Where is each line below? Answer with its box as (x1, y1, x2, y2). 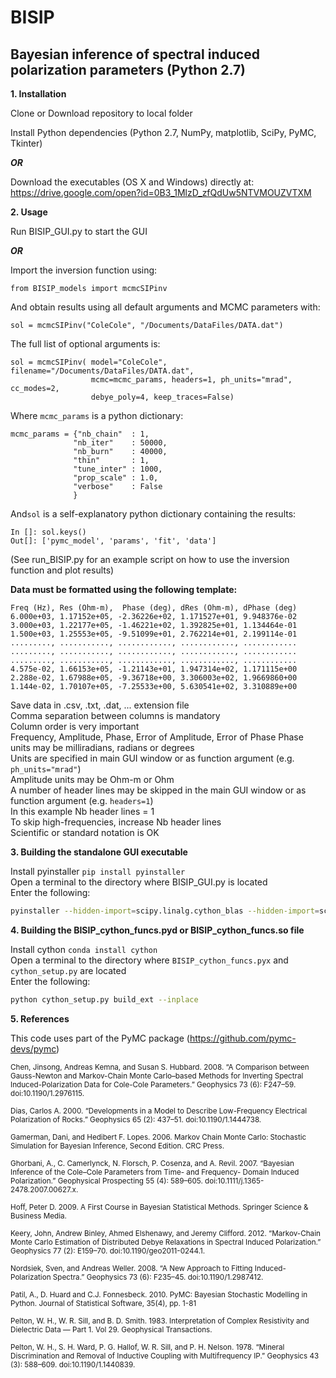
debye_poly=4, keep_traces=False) (90, 392, 235, 402)
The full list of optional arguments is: (10, 338, 161, 350)
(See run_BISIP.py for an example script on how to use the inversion (10, 554, 290, 565)
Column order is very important (10, 721, 140, 732)
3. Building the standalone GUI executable (10, 846, 188, 858)
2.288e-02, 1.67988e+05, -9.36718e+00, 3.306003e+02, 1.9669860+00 (10, 673, 298, 683)
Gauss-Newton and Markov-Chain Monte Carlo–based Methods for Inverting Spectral (10, 1071, 304, 1081)
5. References (10, 1012, 70, 1025)
